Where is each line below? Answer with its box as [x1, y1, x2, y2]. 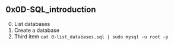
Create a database [14, 27, 60, 34]
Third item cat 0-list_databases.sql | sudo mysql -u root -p [14, 32, 169, 40]
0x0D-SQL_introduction [5, 5, 96, 15]
